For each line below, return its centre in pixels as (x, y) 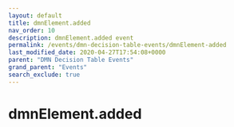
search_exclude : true (44, 75)
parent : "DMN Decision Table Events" (71, 60)
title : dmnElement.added (50, 23)
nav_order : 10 (32, 30)
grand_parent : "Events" (48, 67)
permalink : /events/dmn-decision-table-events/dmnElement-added (117, 45)
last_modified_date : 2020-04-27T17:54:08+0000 (87, 52)
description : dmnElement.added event (71, 38)
